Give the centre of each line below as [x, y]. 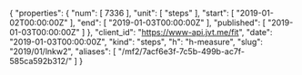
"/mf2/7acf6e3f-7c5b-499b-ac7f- [181, 52]
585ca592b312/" [41, 61]
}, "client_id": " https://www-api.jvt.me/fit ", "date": [180, 32]
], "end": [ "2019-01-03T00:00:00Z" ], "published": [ [168, 23]
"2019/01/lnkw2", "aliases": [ [63, 52]
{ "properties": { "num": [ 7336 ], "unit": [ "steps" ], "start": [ [122, 13]
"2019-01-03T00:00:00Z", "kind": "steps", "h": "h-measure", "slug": [136, 42]
